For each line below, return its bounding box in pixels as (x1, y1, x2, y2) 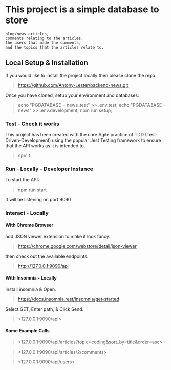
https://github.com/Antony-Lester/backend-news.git (17, 82, 129, 88)
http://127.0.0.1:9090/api (17, 263, 69, 269)
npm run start (17, 187, 47, 193)
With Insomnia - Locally (5, 275, 57, 281)
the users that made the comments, (5, 40, 81, 45)
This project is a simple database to (5, 4, 160, 15)
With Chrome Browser (5, 222, 54, 228)
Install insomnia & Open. (5, 286, 56, 292)
